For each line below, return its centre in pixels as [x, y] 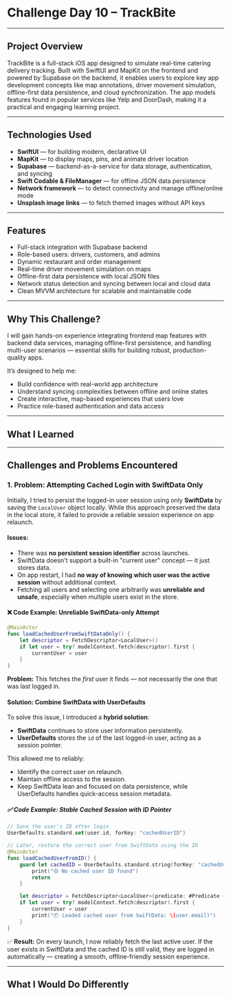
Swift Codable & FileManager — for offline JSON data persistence [111, 181]
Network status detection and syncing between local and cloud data [114, 284]
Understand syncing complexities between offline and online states [112, 392]
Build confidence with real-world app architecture [87, 384]
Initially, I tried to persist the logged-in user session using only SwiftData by [114, 500]
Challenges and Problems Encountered [92, 465]
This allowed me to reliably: [46, 758]
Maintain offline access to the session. [71, 779]
